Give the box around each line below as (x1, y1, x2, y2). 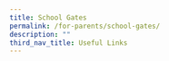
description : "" (9, 30, 71, 39)
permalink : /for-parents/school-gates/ (9, 22, 161, 30)
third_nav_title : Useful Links (9, 38, 128, 48)
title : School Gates (9, 13, 88, 22)
